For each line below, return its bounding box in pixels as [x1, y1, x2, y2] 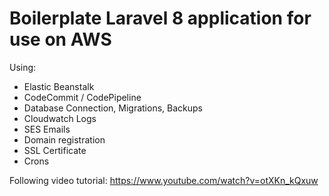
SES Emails [23, 123, 71, 135]
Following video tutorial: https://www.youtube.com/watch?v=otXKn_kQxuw [9, 174, 319, 186]
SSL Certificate [23, 144, 87, 156]
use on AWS [9, 28, 112, 51]
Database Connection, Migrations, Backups [23, 102, 203, 114]
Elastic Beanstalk [23, 80, 95, 92]
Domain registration [23, 133, 106, 146]
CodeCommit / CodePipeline [23, 91, 142, 103]
